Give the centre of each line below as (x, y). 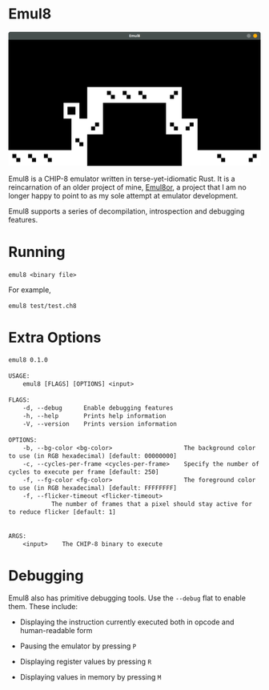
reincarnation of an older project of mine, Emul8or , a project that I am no (127, 187)
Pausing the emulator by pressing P (78, 646)
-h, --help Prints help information (94, 416)
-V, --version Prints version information (100, 424)
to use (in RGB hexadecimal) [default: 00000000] (93, 456)
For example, (30, 290)
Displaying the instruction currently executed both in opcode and (127, 622)
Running (37, 252)
